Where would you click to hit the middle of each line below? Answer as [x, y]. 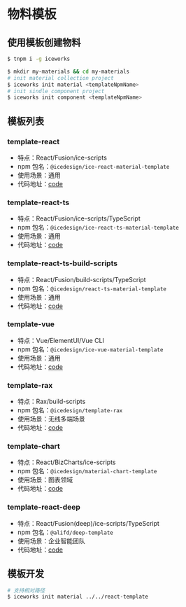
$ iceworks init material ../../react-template [78, 597]
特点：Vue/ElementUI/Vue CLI [61, 340]
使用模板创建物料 [44, 42]
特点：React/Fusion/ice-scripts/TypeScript [79, 218]
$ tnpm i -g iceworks [39, 59]
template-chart [34, 447]
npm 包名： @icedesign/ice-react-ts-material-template [98, 228]
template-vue [31, 324]
